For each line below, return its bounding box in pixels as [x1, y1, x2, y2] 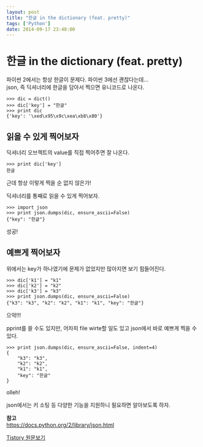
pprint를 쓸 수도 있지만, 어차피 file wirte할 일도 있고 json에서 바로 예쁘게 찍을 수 [6, 324, 197, 332]
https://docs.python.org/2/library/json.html [6, 421, 115, 429]
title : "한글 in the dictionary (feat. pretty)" [6, 15, 131, 21]
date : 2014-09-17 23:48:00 [6, 26, 75, 33]
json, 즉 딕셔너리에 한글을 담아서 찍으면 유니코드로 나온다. [6, 84, 145, 91]
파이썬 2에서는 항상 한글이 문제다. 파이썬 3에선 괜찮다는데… [6, 76, 148, 84]
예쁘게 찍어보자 [6, 247, 61, 258]
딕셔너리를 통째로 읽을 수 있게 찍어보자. [6, 192, 100, 200]
